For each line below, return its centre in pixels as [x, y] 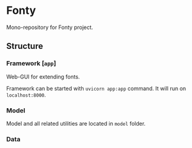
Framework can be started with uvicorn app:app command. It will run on [96, 88]
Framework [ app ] [31, 63]
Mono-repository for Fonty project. [50, 27]
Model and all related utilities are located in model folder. [76, 123]
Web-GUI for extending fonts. [43, 77]
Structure [25, 46]
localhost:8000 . [26, 95]
